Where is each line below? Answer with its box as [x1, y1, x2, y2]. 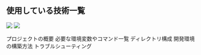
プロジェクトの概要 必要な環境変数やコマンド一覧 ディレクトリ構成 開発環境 [6, 35, 195, 42]
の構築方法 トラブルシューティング [6, 42, 92, 50]
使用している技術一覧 [6, 5, 85, 16]
